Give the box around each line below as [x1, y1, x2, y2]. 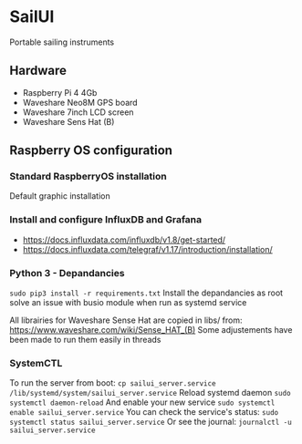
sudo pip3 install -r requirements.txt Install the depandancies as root [9, 287, 284, 298]
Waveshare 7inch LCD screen [22, 107, 134, 118]
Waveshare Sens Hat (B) [22, 116, 115, 127]
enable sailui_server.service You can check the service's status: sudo [9, 407, 279, 418]
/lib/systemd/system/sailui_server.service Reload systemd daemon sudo [9, 387, 291, 398]
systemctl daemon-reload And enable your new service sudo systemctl [9, 397, 276, 408]
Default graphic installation [9, 191, 111, 201]
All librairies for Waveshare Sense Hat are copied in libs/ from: [9, 315, 244, 325]
